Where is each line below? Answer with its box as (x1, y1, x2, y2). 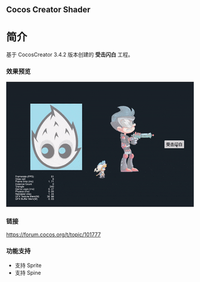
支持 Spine (14, 269, 42, 276)
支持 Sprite (14, 261, 42, 269)
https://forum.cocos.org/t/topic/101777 (6, 231, 101, 238)
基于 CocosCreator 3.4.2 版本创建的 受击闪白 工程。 (6, 51, 134, 58)
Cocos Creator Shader (6, 5, 91, 15)
